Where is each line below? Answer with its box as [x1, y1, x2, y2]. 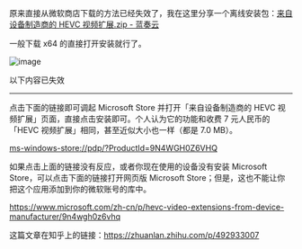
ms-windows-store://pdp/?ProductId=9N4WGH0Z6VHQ [9, 143, 218, 153]
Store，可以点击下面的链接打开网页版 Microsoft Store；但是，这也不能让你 [9, 173, 286, 182]
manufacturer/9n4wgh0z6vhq [9, 211, 121, 222]
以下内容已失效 [9, 75, 65, 85]
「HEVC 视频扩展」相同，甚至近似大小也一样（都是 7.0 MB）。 [9, 125, 238, 135]
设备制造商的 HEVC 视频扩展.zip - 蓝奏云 [9, 19, 160, 30]
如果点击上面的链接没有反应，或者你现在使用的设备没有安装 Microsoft [9, 161, 268, 172]
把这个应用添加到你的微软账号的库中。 [9, 183, 151, 194]
